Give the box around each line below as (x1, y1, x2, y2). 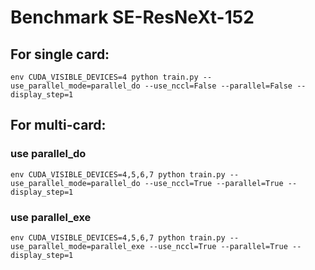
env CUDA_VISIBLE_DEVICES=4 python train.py (10, 72, 199, 82)
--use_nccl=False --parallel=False (144, 81, 293, 91)
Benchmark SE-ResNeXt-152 (10, 6, 255, 29)
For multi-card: (10, 117, 107, 134)
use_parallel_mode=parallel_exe (10, 241, 145, 251)
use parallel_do (10, 147, 87, 161)
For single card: (10, 46, 110, 63)
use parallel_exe (10, 210, 92, 224)
